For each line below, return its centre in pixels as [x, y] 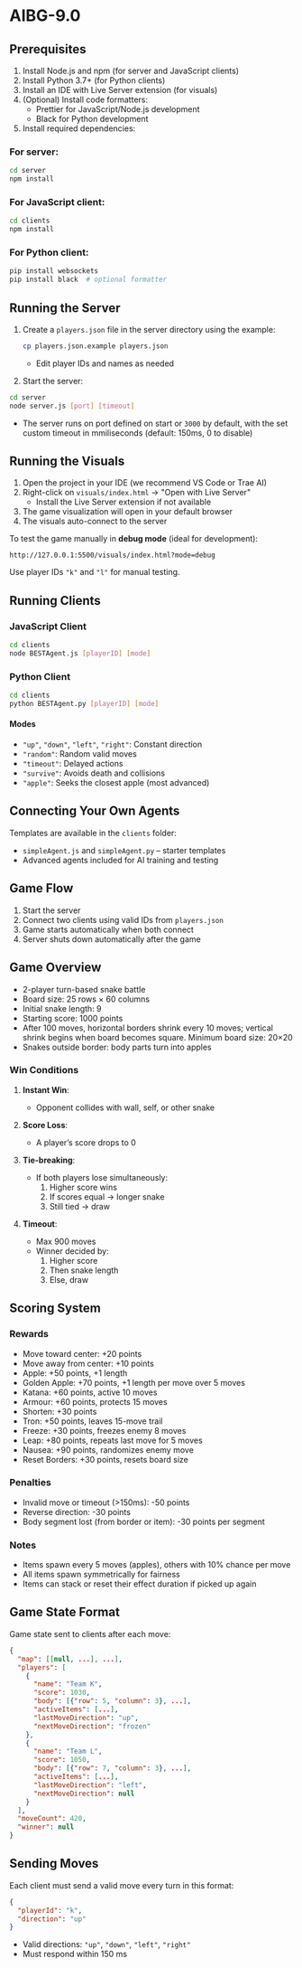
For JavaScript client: [57, 202]
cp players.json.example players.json [95, 346]
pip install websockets [54, 271]
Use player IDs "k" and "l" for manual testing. [95, 572]
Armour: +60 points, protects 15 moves [95, 1401]
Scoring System [55, 1309]
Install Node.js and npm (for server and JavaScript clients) [131, 71]
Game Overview [55, 968]
